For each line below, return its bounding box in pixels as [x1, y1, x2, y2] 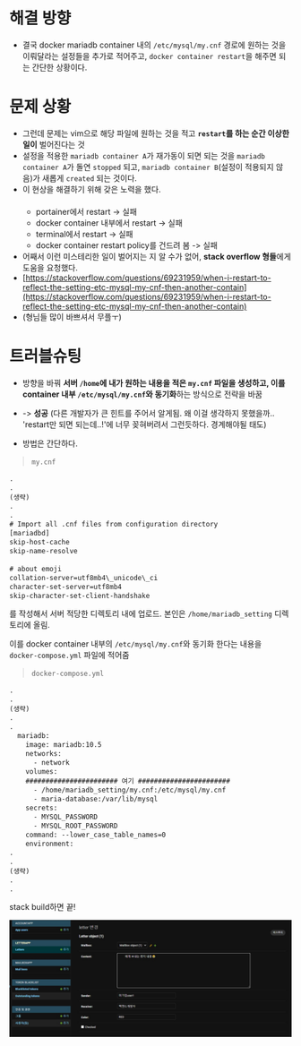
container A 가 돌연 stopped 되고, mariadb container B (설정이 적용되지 [21, 161, 275, 172]
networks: [25, 749, 63, 758]
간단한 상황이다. [31, 62, 88, 73]
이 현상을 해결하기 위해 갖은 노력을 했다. [21, 184, 161, 194]
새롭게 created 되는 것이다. [41, 172, 137, 184]
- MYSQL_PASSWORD [32, 812, 99, 821]
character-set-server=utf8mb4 [9, 582, 123, 591]
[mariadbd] [9, 528, 50, 537]
